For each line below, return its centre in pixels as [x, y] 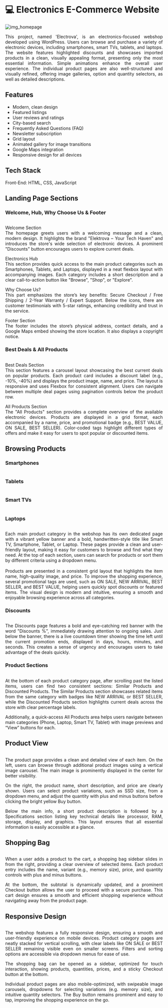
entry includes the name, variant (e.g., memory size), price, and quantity [84, 870]
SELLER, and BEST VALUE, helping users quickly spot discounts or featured [84, 587]
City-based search [31, 123]
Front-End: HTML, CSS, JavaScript [41, 183]
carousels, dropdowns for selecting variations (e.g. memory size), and [84, 989]
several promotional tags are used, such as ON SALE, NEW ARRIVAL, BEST [84, 582]
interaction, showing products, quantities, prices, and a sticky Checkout [84, 969]
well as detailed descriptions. [35, 79]
